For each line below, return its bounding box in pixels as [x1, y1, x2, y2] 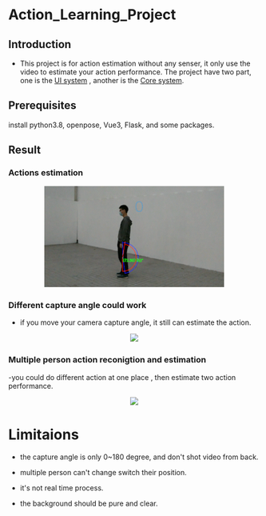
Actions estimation [8, 167, 84, 178]
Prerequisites [8, 98, 77, 113]
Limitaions [8, 426, 80, 443]
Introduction [8, 38, 72, 51]
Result [8, 143, 42, 157]
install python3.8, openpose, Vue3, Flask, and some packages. [8, 120, 215, 130]
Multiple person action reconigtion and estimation [8, 354, 206, 366]
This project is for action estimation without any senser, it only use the [19, 58, 251, 68]
